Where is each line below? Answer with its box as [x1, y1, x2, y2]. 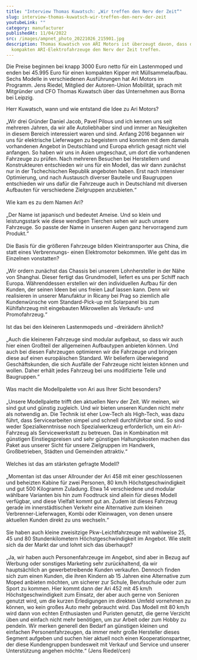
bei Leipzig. [6, 94, 34, 101]
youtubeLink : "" [6, 19, 46, 25]
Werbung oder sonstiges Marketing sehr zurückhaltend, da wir [6, 560, 158, 567]
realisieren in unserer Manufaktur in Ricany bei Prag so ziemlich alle [6, 292, 170, 299]
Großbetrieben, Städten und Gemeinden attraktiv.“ [6, 448, 128, 455]
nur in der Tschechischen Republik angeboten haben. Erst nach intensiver [6, 168, 185, 175]
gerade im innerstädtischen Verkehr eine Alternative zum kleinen [6, 503, 163, 511]
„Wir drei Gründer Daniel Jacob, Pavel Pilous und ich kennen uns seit [6, 118, 172, 125]
